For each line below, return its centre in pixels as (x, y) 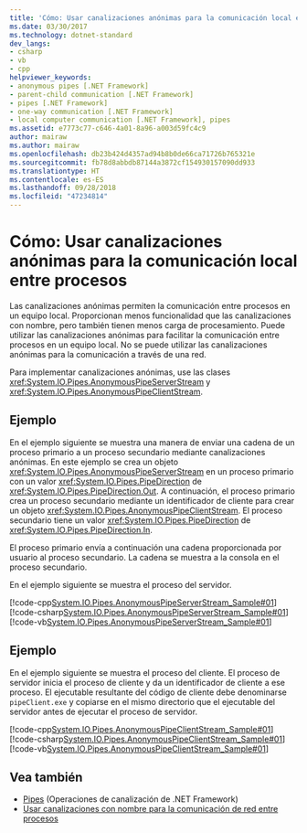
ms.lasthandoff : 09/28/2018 (63, 188)
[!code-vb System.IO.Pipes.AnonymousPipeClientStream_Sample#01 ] (139, 748)
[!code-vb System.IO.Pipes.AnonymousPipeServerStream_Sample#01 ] (141, 622)
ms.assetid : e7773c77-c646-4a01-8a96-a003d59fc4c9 (108, 129)
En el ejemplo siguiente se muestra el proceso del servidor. (121, 584)
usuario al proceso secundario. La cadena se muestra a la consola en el (145, 557)
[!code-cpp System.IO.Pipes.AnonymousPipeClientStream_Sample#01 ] (142, 729)
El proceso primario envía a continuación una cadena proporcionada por (146, 547)
